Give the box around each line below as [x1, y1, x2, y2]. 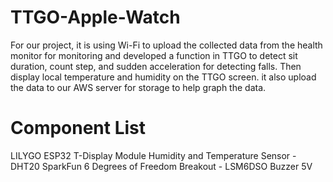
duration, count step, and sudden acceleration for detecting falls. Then [10, 60, 302, 72]
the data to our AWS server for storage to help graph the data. [10, 81, 267, 93]
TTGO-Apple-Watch [10, 6, 181, 29]
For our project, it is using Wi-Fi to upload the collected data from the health [10, 39, 323, 51]
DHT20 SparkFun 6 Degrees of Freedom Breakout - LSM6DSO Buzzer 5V [10, 160, 313, 172]
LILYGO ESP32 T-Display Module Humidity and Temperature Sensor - [10, 149, 297, 161]
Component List [10, 117, 147, 140]
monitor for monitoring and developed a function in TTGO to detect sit [10, 49, 298, 61]
